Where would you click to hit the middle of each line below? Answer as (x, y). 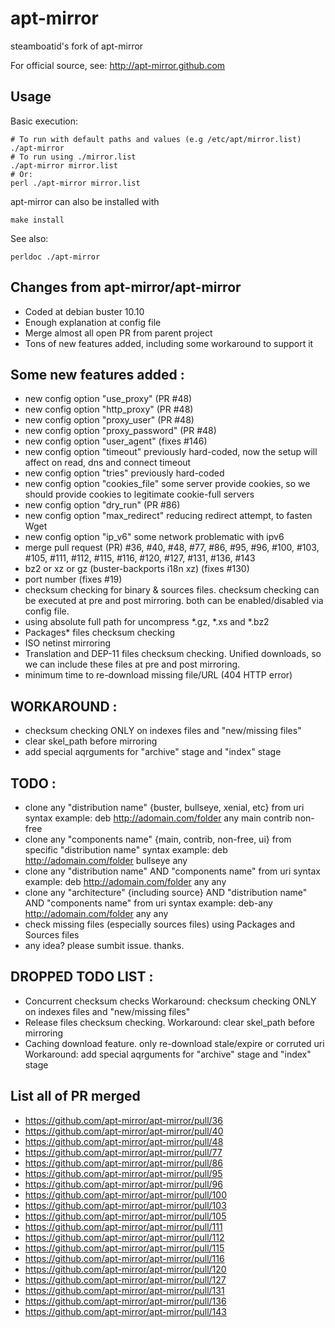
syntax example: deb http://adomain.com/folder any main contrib (158, 818)
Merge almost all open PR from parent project (118, 333)
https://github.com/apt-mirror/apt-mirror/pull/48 (124, 1141)
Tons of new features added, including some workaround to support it (169, 343)
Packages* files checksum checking (100, 633)
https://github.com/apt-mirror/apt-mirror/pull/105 (125, 1216)
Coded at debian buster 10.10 (84, 311)
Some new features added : (97, 374)
